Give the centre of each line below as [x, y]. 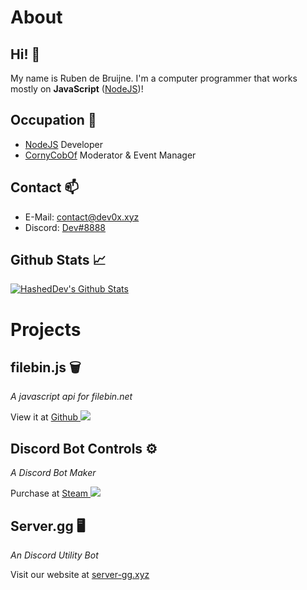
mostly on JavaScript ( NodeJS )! [77, 89]
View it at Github [44, 417]
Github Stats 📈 [58, 260]
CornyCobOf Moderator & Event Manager [110, 155]
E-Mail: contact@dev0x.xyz [82, 217]
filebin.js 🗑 [46, 367]
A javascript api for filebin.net [71, 397]
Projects [46, 329]
